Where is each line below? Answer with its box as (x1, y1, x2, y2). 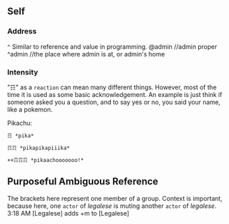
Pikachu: (7, 119, 33, 127)
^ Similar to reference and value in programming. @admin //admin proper (7, 42, 218, 51)
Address (7, 27, 37, 36)
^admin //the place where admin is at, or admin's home (7, 50, 165, 58)
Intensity (7, 67, 38, 77)
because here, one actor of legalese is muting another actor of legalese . (7, 202, 217, 210)
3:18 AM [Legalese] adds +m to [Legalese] (7, 209, 130, 217)
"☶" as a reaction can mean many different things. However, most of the (7, 83, 217, 91)
